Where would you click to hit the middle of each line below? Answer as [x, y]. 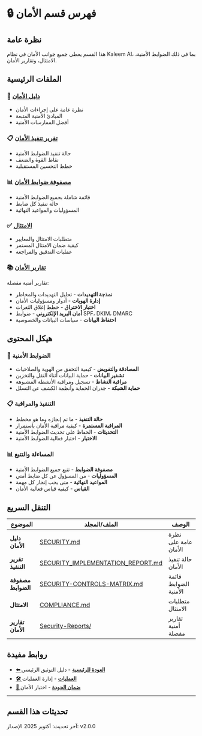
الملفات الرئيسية [34, 79]
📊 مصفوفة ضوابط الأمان [39, 182]
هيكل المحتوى [30, 339]
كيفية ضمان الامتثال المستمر [47, 245]
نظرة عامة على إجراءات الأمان [49, 109]
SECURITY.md [60, 542]
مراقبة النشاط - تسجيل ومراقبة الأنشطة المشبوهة [71, 381]
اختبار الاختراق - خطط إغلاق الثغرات [55, 307]
